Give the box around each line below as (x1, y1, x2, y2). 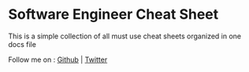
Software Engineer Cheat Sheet (8, 5, 219, 23)
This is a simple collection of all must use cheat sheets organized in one (8, 31, 242, 41)
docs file (8, 39, 37, 49)
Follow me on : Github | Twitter (8, 55, 108, 64)
